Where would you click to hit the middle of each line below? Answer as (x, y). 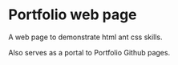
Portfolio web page (73, 15)
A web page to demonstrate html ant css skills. (85, 37)
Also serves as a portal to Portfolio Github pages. (89, 52)
